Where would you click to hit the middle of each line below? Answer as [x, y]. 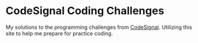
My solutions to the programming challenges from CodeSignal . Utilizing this [99, 27]
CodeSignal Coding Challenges [85, 11]
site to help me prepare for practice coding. [59, 33]
